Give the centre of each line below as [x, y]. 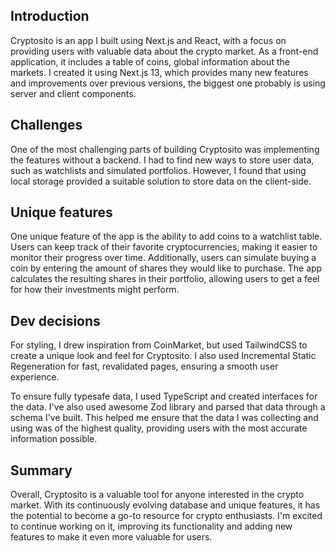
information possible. [54, 439]
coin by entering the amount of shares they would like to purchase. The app [166, 268]
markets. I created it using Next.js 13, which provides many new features [159, 72]
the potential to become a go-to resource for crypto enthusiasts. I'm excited [166, 516]
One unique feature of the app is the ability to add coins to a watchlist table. [166, 236]
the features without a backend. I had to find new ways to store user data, [162, 160]
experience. [35, 377]
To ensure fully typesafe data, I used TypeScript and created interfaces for [164, 396]
